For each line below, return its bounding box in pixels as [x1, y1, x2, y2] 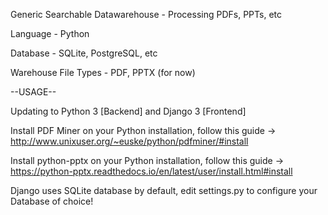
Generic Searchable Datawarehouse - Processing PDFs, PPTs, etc [10, 9, 282, 20]
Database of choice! [10, 195, 94, 207]
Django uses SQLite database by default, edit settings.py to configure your [10, 185, 318, 196]
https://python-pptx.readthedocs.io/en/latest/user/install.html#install [10, 165, 293, 177]
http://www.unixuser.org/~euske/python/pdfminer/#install [10, 135, 249, 147]
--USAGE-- [10, 86, 57, 98]
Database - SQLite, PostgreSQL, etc [10, 47, 158, 59]
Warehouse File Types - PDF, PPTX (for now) [10, 67, 196, 78]
